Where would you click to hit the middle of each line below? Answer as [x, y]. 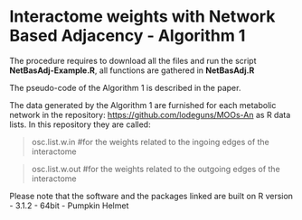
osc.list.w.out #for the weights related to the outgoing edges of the [156, 169]
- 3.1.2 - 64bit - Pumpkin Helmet [69, 206]
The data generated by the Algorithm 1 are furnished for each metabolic [143, 105]
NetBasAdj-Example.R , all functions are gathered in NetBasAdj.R [132, 70]
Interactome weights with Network [142, 17]
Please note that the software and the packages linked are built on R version [151, 196]
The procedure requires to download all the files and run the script [133, 60]
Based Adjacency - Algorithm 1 [127, 36]
